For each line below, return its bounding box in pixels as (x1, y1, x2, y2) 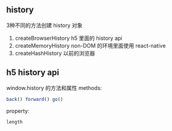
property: (6, 107, 30, 114)
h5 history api (6, 68, 59, 78)
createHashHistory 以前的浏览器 (14, 50, 95, 57)
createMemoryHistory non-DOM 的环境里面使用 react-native (14, 42, 166, 49)
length (6, 119, 23, 125)
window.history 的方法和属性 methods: (6, 84, 103, 91)
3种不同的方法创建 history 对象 (6, 21, 83, 29)
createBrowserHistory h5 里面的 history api (14, 34, 123, 42)
